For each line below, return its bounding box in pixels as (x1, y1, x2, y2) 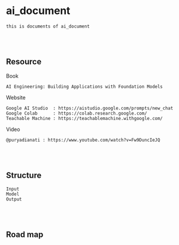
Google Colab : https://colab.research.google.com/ (6, 110, 148, 116)
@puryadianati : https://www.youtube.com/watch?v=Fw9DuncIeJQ (6, 137, 160, 143)
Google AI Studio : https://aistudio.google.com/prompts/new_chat (6, 105, 174, 111)
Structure (6, 171, 42, 181)
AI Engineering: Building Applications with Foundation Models (6, 84, 163, 89)
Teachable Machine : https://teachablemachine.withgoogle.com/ (6, 115, 163, 121)
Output (6, 196, 22, 202)
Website (6, 94, 26, 101)
